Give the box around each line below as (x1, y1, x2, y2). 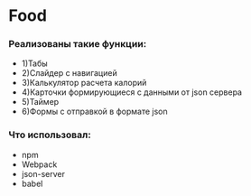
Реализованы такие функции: (8, 38, 147, 51)
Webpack (21, 159, 58, 170)
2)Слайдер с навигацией (21, 68, 118, 79)
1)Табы (21, 58, 49, 69)
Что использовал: (8, 128, 91, 141)
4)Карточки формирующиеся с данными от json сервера (21, 87, 243, 98)
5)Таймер (21, 97, 60, 107)
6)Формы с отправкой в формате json (21, 106, 168, 117)
